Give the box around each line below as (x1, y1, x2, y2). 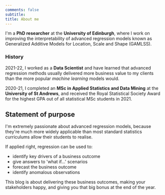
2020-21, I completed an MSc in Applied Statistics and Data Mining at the (5, 85, 159, 91)
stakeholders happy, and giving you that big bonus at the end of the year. (5, 184, 156, 190)
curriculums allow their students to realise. (5, 134, 93, 140)
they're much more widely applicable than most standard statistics (5, 128, 142, 135)
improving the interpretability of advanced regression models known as (5, 35, 152, 41)
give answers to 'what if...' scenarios (12, 158, 88, 165)
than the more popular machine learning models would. (5, 75, 119, 81)
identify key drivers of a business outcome (12, 153, 100, 159)
